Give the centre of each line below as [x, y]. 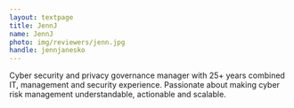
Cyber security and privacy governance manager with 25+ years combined [147, 75]
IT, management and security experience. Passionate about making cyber [145, 85]
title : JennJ [33, 26]
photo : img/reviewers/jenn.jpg [67, 42]
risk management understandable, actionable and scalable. [118, 95]
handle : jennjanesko [48, 50]
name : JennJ [31, 34]
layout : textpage [41, 17]
